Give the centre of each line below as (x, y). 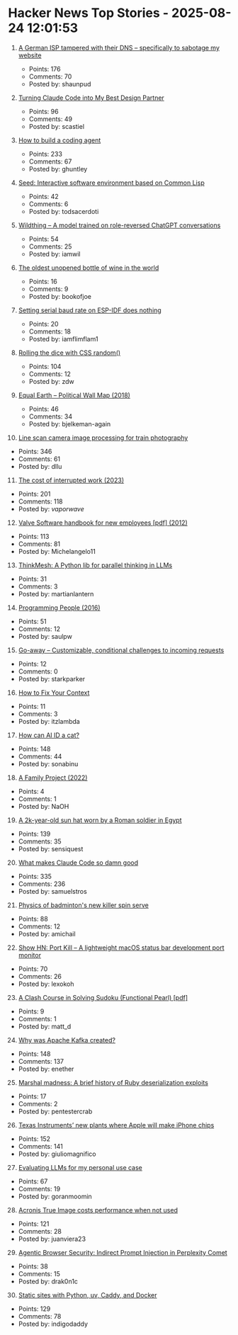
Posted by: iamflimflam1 (63, 339)
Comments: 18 (50, 331)
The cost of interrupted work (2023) (71, 480)
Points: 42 (44, 196)
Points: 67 (33, 1181)
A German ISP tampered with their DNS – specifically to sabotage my (119, 47)
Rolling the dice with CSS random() (69, 353)
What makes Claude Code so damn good (78, 863)
